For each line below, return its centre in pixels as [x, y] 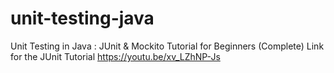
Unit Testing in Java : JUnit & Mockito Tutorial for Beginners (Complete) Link [167, 46]
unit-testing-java [82, 18]
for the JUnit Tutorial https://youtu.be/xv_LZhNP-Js [115, 56]
